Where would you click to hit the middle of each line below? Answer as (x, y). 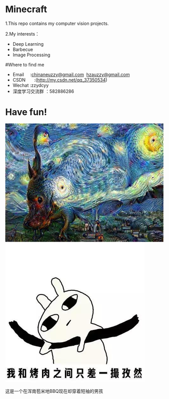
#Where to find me (25, 64)
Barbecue (23, 49)
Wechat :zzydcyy (31, 85)
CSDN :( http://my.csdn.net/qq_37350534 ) (60, 80)
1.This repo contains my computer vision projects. (57, 23)
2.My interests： (22, 34)
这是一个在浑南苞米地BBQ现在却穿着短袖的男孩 (54, 391)
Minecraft (26, 9)
